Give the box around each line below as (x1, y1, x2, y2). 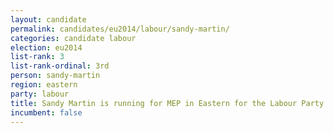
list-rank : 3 (10, 52, 65, 62)
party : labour (10, 89, 70, 99)
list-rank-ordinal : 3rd (10, 61, 110, 71)
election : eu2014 (10, 42, 83, 53)
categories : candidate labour (10, 33, 137, 43)
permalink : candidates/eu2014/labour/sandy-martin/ (10, 24, 230, 34)
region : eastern (10, 80, 78, 90)
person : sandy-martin (10, 71, 101, 81)
